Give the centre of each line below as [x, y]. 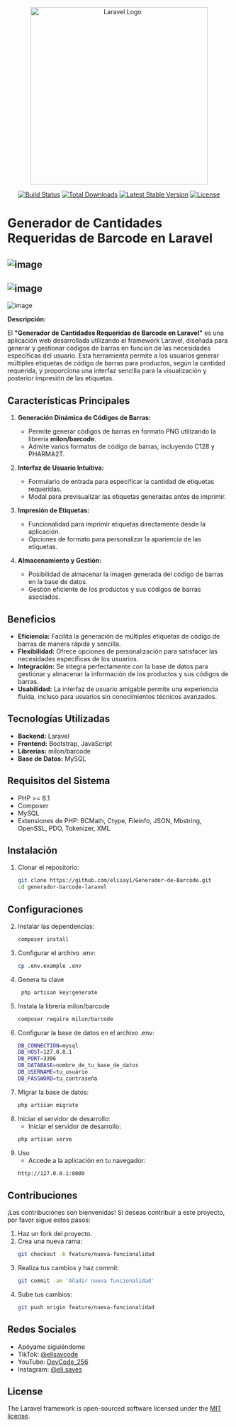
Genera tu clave [41, 979]
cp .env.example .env [49, 966]
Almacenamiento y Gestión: [60, 561]
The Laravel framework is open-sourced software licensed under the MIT [114, 1409]
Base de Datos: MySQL [52, 759]
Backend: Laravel [43, 736]
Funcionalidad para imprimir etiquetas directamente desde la [117, 524]
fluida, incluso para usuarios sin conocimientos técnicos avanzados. [117, 697]
